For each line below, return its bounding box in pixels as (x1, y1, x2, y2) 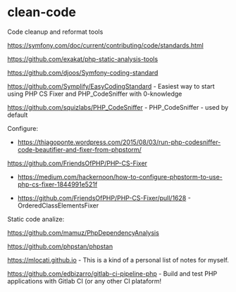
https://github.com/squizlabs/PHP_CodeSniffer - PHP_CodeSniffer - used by (7, 103, 229, 111)
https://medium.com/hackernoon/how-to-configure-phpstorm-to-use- (17, 172, 223, 181)
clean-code (7, 4, 76, 20)
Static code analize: (7, 215, 65, 223)
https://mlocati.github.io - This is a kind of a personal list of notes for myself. (7, 255, 229, 264)
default (7, 110, 28, 119)
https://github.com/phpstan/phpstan (7, 242, 113, 250)
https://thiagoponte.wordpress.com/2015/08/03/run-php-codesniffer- (17, 138, 221, 146)
